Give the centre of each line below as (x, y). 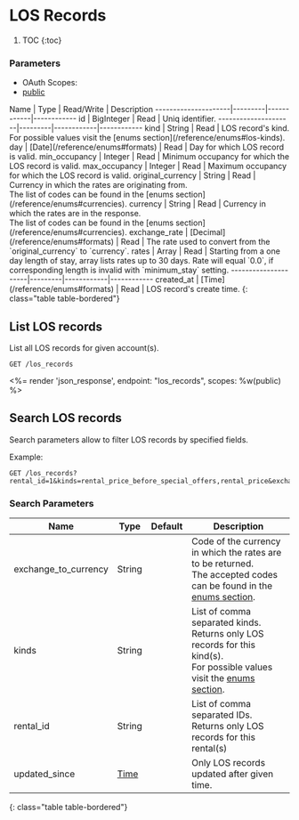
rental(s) (209, 749)
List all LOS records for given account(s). (84, 348)
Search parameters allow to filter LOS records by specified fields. (129, 439)
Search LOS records (66, 418)
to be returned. (222, 564)
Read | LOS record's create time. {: (184, 289)
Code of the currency (236, 541)
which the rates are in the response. (75, 214)
